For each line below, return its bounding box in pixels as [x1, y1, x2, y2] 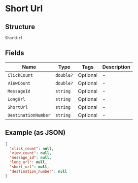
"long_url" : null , [9, 160, 48, 165]
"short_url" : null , [9, 164, 50, 169]
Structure [5, 23, 35, 31]
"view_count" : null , [9, 151, 52, 155]
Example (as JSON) [5, 128, 66, 137]
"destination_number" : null [9, 169, 68, 174]
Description [102, 63, 131, 70]
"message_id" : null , [9, 155, 52, 160]
